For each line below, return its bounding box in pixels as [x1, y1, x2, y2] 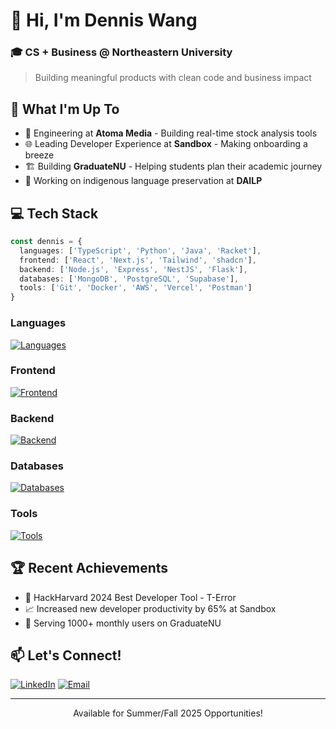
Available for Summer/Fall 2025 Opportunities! [73, 707, 263, 719]
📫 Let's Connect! [10, 647, 122, 664]
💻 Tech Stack [10, 205, 99, 222]
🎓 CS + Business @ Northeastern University [10, 45, 233, 59]
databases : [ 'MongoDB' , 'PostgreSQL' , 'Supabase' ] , [19, 274, 240, 284]
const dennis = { [10, 237, 83, 247]
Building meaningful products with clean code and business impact [34, 72, 312, 84]
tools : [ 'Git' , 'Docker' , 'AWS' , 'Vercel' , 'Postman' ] [19, 283, 253, 293]
